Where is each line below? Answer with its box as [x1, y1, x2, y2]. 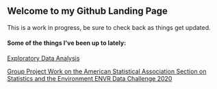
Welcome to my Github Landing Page [7, 5, 168, 17]
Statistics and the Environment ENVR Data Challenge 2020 [7, 75, 173, 83]
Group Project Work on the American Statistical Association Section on [7, 67, 207, 75]
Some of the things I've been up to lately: [7, 39, 127, 47]
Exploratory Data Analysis [7, 54, 80, 63]
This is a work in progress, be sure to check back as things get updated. [7, 23, 211, 31]
